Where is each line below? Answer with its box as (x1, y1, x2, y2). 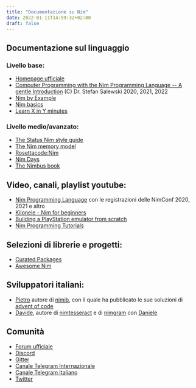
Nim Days (15, 156, 40, 163)
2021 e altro (15, 202, 45, 210)
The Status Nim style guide (15, 136, 83, 144)
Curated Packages (15, 255, 62, 263)
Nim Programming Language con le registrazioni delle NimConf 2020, (15, 196, 190, 203)
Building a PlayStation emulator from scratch (15, 216, 127, 223)
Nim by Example (15, 94, 57, 102)
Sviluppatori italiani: (6, 280, 85, 290)
